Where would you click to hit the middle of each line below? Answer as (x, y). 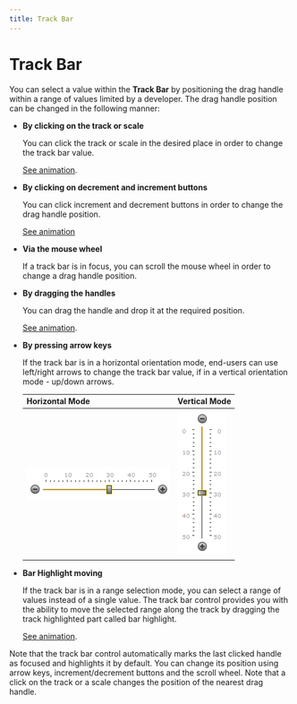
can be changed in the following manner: (85, 108)
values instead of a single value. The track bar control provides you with (155, 599)
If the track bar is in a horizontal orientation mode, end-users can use (150, 362)
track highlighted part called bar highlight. (99, 619)
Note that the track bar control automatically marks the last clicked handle (145, 653)
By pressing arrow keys (67, 345)
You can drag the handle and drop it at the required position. (133, 310)
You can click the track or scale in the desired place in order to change (153, 142)
